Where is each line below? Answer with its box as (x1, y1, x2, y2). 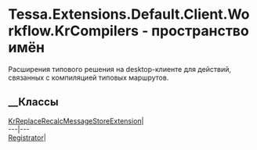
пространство (151, 22, 249, 40)
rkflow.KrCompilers (8, 22, 139, 40)
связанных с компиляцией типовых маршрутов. (8, 73, 169, 82)
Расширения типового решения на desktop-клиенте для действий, (8, 64, 232, 73)
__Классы (8, 95, 59, 109)
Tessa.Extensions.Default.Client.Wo (8, 5, 250, 23)
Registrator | (8, 133, 47, 142)
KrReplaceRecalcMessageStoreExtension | (8, 116, 144, 126)
